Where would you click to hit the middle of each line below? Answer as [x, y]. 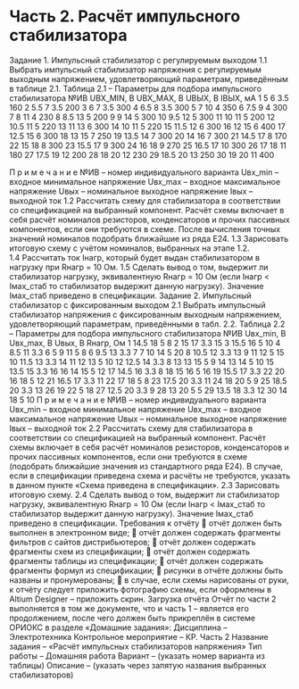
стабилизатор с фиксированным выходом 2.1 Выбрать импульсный [137, 304]
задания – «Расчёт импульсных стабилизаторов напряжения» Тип [136, 646]
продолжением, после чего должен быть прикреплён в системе [133, 618]
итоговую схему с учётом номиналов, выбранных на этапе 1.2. [129, 248]
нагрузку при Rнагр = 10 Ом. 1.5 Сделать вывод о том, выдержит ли [139, 267]
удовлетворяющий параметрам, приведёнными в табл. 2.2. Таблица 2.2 [147, 324]
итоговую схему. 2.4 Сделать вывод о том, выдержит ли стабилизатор [144, 494]
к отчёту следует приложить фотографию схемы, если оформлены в [141, 589]
